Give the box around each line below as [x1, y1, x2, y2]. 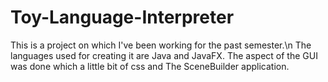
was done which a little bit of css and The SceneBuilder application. [10, 60, 290, 72]
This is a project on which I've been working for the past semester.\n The [10, 39, 312, 51]
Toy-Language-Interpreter [10, 6, 235, 29]
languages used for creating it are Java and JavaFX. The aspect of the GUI [10, 49, 318, 61]
